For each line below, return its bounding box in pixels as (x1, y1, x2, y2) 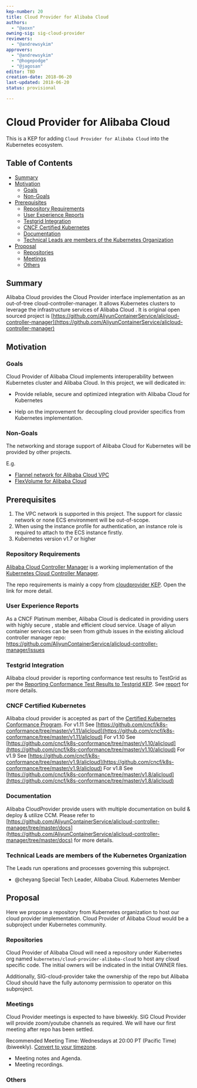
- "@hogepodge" (11, 58, 49, 63)
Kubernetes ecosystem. (6, 141, 63, 148)
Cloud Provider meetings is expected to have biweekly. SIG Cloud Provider (6, 1013, 186, 1020)
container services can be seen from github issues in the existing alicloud (6, 627, 184, 634)
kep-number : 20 (6, 8, 43, 15)
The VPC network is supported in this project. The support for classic (14, 511, 183, 518)
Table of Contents (6, 158, 73, 168)
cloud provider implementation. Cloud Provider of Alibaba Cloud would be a (6, 915, 189, 922)
